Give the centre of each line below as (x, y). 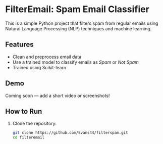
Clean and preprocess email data (47, 57)
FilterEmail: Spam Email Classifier (77, 9)
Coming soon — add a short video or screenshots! (58, 95)
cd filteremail (29, 137)
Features (19, 45)
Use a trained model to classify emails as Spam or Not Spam (75, 62)
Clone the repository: (35, 124)
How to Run (24, 111)
